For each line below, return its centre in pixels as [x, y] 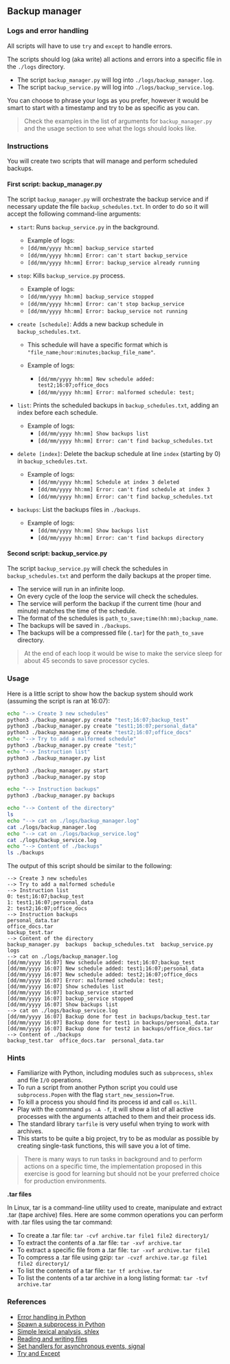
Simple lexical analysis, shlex [58, 1331]
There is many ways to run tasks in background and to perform [113, 1159]
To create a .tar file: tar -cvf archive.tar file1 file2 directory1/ [113, 1236]
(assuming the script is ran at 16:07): [59, 701]
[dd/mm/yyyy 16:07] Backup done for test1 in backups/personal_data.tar [113, 1023]
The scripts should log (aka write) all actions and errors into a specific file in [114, 59]
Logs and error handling [48, 31]
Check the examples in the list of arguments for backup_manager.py [118, 121]
